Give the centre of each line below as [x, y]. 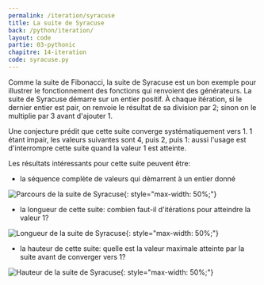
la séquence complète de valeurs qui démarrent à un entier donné [128, 178]
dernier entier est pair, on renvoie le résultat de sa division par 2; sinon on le [132, 107]
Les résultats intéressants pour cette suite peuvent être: [99, 163]
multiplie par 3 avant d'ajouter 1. [61, 116]
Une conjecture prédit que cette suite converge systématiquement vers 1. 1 [130, 131]
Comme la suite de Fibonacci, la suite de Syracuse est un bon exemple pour [132, 82]
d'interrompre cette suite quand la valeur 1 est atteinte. [98, 148]
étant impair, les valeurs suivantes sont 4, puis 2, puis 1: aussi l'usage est [127, 139]
